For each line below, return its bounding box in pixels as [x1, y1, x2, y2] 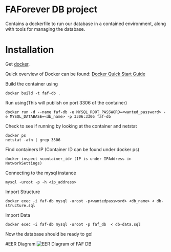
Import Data [5, 212, 31, 218]
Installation [5, 44, 54, 56]
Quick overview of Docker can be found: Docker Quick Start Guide [5, 71, 146, 77]
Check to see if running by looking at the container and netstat [5, 123, 137, 129]
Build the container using [5, 80, 58, 87]
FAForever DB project [5, 4, 98, 15]
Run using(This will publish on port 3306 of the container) [5, 99, 127, 106]
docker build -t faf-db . [5, 91, 60, 96]
